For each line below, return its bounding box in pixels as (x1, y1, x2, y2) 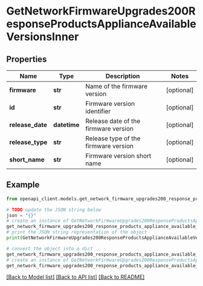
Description (105, 72, 140, 80)
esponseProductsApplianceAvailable (6, 17, 196, 31)
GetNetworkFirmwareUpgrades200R (6, 4, 196, 18)
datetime (53, 121, 80, 129)
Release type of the (85, 134, 141, 143)
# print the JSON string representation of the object (6, 229, 147, 235)
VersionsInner (6, 30, 79, 44)
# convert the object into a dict (6, 245, 94, 252)
